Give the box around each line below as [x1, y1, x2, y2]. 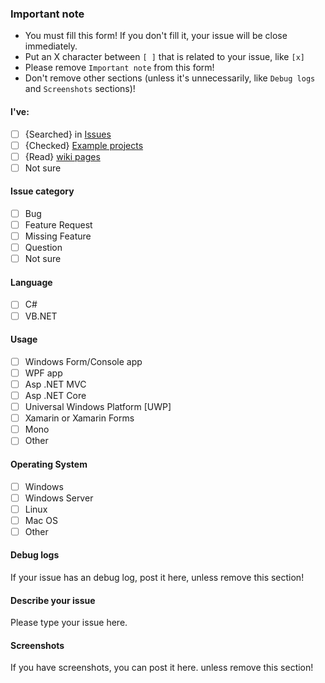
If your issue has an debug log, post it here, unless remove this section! [10, 572, 305, 584]
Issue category [10, 185, 75, 197]
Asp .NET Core [24, 389, 87, 401]
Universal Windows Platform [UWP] [24, 401, 172, 413]
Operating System [10, 458, 88, 470]
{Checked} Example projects [24, 139, 144, 151]
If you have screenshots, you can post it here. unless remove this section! [10, 662, 314, 674]
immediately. [24, 40, 78, 52]
